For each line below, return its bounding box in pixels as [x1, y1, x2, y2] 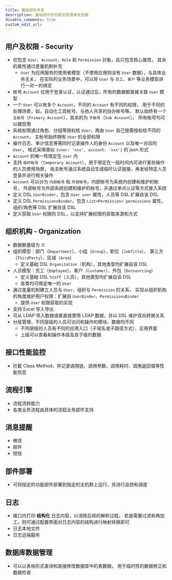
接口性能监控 [5, 348, 46, 357]
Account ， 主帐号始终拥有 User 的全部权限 [12, 134, 101, 140]
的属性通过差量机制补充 [12, 63, 62, 69]
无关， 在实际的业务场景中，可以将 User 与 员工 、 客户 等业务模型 [25, 76, 159, 82]
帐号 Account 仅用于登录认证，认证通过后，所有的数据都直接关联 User [12, 89, 159, 95]
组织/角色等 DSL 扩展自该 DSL [12, 204, 76, 210]
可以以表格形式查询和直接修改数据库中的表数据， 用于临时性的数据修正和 [12, 563, 167, 569]
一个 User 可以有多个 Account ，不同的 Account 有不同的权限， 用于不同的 [12, 102, 165, 108]
